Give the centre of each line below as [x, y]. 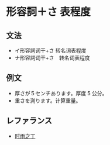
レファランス [29, 121]
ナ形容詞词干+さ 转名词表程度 [52, 58]
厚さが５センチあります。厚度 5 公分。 [61, 93]
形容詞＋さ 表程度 [48, 12]
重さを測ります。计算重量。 [48, 101]
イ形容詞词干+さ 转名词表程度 [50, 51]
